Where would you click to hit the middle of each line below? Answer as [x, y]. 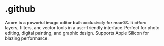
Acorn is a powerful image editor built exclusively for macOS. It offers [76, 23]
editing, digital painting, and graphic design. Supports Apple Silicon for [77, 33]
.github [20, 9]
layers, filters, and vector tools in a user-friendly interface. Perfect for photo [82, 27]
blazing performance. [27, 38]
